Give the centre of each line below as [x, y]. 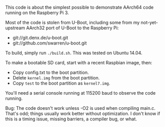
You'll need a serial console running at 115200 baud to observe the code [80, 93]
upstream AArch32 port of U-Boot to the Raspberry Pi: [62, 28]
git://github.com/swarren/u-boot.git [50, 43]
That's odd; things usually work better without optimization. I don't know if [83, 114]
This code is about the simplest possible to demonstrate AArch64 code [79, 7]
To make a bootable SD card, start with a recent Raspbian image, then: [79, 62]
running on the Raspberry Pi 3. [37, 13]
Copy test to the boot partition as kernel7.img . [61, 83]
